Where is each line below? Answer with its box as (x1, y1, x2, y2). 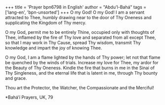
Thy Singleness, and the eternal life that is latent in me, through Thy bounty (5, 70, 158, 76)
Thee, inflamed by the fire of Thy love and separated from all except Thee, (5, 34, 156, 40)
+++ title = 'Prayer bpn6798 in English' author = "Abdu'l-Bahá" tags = (5, 4, 147, 10)
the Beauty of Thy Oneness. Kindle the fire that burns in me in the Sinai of (5, 65, 155, 71)
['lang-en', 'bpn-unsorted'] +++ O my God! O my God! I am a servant (5, 9, 145, 15)
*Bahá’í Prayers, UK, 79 (5, 94, 53, 100)
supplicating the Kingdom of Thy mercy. (5, 20, 87, 26)
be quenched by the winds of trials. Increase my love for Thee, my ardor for (5, 60, 159, 65)
